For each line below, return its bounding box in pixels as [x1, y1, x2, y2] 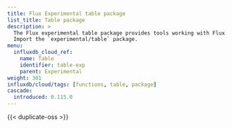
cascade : [7, 87, 33, 94]
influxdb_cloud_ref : [13, 49, 73, 56]
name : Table [19, 55, 54, 62]
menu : [7, 42, 23, 49]
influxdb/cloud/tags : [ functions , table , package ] [7, 81, 157, 88]
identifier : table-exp [19, 62, 85, 68]
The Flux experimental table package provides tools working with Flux [13, 29, 226, 37]
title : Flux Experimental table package [7, 10, 126, 17]
